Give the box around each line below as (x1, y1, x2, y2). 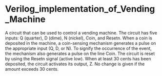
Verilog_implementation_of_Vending (5, 3, 155, 15)
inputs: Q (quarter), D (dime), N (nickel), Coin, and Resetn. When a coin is (5, 35, 152, 41)
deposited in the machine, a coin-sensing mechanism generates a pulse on (5, 40, 156, 46)
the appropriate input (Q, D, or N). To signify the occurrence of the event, (5, 45, 152, 51)
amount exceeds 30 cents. (5, 66, 59, 72)
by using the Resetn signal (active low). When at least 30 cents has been (5, 56, 151, 61)
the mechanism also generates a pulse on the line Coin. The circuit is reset (5, 50, 155, 57)
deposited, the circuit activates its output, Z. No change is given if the (5, 61, 145, 67)
